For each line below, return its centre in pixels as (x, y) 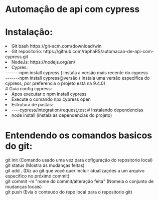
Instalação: (29, 32)
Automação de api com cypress (72, 9)
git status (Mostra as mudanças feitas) (45, 165)
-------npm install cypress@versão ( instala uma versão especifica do (77, 78)
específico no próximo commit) (37, 176)
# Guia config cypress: (29, 89)
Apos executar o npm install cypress (49, 94)
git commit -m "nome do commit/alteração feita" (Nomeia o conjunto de (79, 181)
